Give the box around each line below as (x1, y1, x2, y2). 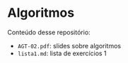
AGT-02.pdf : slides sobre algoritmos (17, 41, 122, 50)
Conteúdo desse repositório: (7, 28, 91, 36)
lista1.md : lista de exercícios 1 (17, 49, 107, 57)
